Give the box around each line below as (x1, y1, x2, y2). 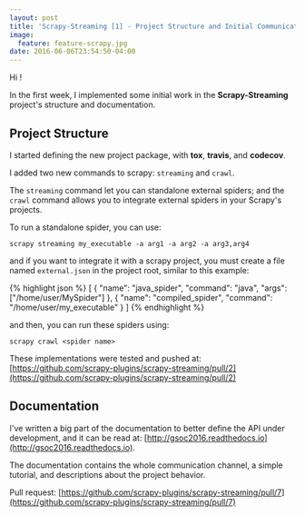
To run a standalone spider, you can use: (9, 222, 162, 233)
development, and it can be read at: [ (9, 432, 148, 443)
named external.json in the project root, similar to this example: (9, 264, 250, 275)
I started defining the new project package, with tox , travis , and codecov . (9, 149, 286, 160)
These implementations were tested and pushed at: (9, 352, 202, 363)
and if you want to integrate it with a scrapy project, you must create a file (9, 255, 286, 266)
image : (9, 30, 34, 39)
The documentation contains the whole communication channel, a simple (9, 460, 283, 471)
